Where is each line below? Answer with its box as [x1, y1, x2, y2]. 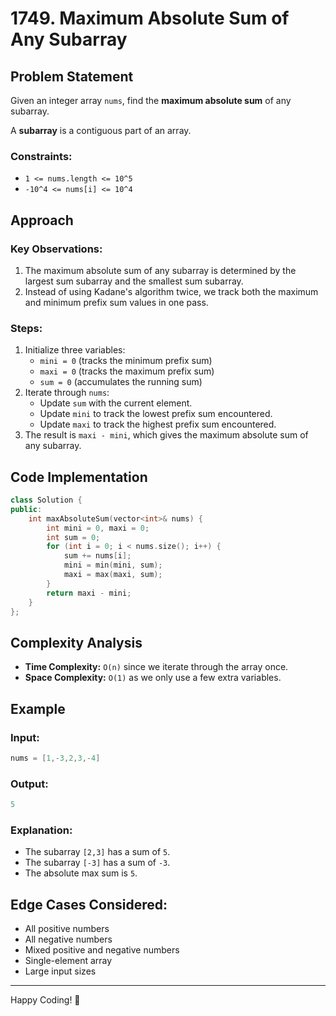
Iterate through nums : [24, 387, 110, 399]
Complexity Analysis [10, 634, 143, 651]
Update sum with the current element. [39, 397, 193, 409]
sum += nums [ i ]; [63, 551, 132, 561]
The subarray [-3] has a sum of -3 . [24, 857, 171, 869]
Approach [10, 212, 74, 229]
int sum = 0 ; [46, 532, 101, 542]
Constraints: [10, 149, 73, 163]
